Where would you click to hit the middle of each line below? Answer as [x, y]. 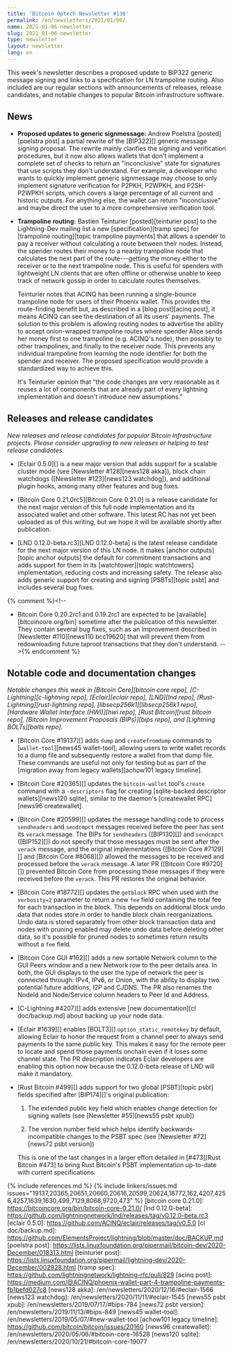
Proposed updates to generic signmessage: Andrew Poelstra [106, 133]
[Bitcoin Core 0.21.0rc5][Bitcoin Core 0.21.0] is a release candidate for [117, 499]
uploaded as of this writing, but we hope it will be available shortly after [120, 521]
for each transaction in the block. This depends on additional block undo [121, 907]
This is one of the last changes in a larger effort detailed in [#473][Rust [119, 1158]
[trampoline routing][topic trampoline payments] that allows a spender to [121, 236]
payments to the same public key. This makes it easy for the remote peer [121, 1044]
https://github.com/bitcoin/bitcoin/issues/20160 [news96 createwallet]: [109, 1327]
